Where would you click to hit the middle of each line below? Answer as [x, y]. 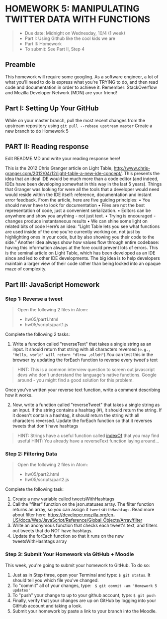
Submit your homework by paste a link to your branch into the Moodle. [84, 611]
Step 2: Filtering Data [31, 453]
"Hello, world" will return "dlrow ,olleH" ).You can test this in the [83, 355]
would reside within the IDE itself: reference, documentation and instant [78, 195]
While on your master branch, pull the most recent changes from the [75, 120]
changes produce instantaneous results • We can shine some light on [77, 221]
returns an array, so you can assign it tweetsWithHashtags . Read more [83, 510]
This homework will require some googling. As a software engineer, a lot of [82, 77]
